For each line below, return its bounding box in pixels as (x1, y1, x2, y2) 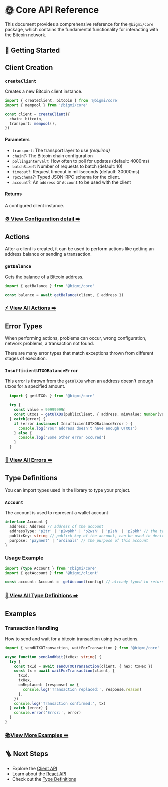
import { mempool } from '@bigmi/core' (5, 102, 88, 108)
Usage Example (5, 554, 44, 561)
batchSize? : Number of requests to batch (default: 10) (12, 163, 123, 169)
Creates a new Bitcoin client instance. (5, 88, 83, 94)
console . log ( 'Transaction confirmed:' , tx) (14, 701, 106, 706)
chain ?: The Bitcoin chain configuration (12, 153, 93, 159)
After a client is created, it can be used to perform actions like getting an (5, 246, 154, 252)
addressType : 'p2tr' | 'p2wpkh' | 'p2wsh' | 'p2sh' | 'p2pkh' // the (9, 528, 158, 534)
